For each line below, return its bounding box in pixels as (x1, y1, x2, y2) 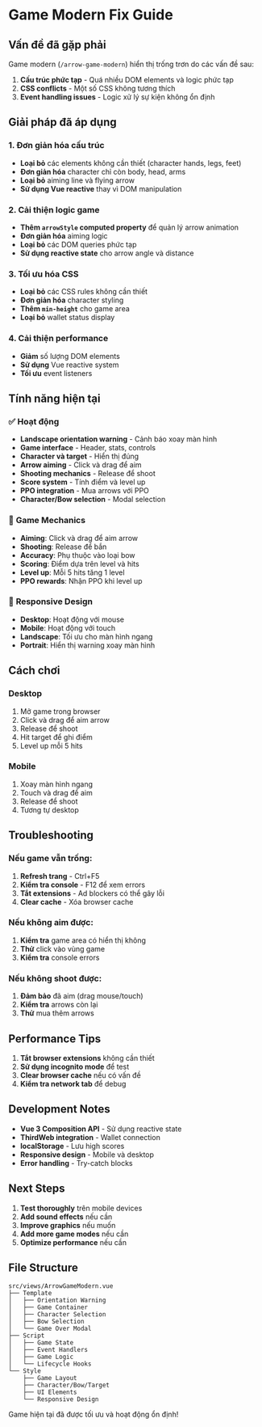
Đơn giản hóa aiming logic (19, 230, 108, 240)
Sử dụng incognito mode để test (19, 1062, 130, 1071)
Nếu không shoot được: (8, 973, 102, 984)
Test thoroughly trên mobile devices (19, 1203, 143, 1213)
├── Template (8, 1290, 52, 1298)
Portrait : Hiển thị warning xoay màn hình (19, 640, 156, 650)
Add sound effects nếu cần (19, 1211, 113, 1222)
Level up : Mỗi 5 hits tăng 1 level (19, 568, 125, 577)
